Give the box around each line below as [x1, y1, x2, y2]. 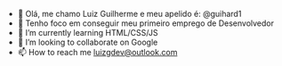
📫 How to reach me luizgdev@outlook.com [17, 47, 178, 57]
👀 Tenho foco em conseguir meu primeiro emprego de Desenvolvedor [17, 18, 274, 29]
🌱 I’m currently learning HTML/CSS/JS [17, 28, 158, 37]
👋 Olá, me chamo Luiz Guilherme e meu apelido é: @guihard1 [17, 9, 242, 19]
